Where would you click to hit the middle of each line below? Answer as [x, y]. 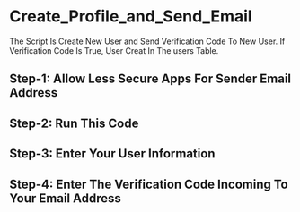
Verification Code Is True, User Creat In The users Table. [114, 50]
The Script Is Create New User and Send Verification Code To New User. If [147, 41]
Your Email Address [65, 198]
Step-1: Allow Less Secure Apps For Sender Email [150, 79]
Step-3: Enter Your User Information [112, 154]
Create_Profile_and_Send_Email [131, 17]
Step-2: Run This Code [74, 123]
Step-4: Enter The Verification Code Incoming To [149, 184]
